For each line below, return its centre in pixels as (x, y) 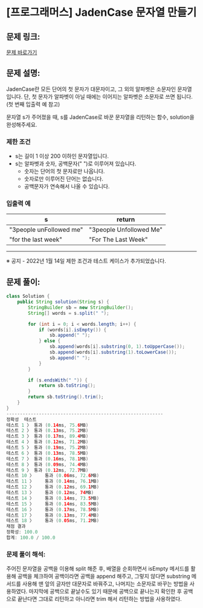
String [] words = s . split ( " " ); (69, 313)
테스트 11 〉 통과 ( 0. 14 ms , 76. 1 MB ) (53, 481)
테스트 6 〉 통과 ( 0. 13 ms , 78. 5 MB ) (47, 453)
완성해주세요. (22, 124)
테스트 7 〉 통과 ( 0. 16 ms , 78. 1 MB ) (47, 459)
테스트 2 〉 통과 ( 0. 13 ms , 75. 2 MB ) (47, 431)
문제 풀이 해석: (26, 554)
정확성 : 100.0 (22, 532)
